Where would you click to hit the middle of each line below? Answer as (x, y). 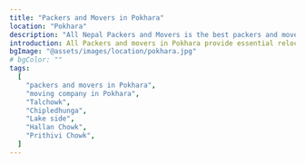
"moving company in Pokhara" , (83, 93)
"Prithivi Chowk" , (60, 136)
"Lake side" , (50, 119)
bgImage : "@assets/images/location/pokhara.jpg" (103, 52)
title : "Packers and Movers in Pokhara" (87, 18)
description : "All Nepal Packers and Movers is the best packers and (144, 34)
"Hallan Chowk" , (57, 128)
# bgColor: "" (36, 60)
